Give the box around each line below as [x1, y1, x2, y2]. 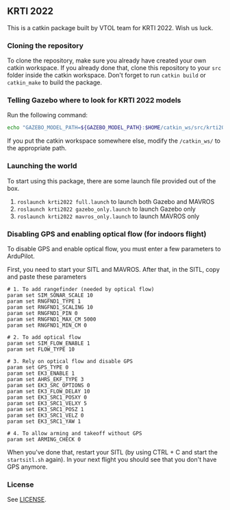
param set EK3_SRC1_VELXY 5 [7, 399, 88, 407]
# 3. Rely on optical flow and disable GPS [7, 358, 133, 364]
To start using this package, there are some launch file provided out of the [7, 176, 216, 185]
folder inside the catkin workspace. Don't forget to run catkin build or [7, 71, 207, 80]
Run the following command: [7, 111, 88, 119]
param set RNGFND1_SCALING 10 [7, 303, 94, 311]
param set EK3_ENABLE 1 [7, 370, 75, 377]
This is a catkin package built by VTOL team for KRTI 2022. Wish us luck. [7, 23, 214, 32]
